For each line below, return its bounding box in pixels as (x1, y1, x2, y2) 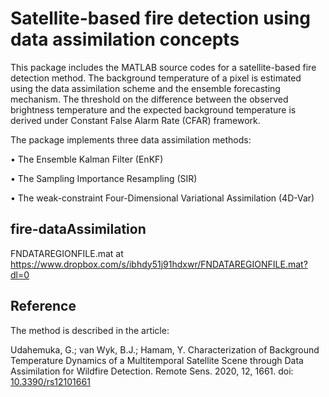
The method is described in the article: (10, 324, 170, 336)
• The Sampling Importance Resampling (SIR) (10, 172, 198, 184)
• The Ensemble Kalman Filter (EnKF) (10, 153, 164, 165)
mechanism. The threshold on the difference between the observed (10, 93, 289, 105)
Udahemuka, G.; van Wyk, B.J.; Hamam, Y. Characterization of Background (10, 343, 320, 356)
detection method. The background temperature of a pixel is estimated (10, 72, 302, 84)
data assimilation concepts (10, 28, 240, 51)
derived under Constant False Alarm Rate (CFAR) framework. (10, 114, 261, 126)
